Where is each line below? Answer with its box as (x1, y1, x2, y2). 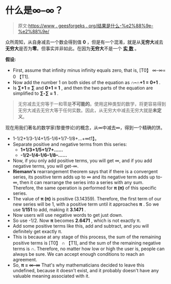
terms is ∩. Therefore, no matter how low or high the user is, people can (12, 246, 165, 252)
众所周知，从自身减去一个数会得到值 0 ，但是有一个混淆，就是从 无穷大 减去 (5, 39, 164, 45)
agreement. (12, 256, 37, 262)
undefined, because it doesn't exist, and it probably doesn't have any (12, 267, 159, 273)
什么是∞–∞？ (5, 5, 63, 16)
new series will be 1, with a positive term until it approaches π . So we (12, 201, 159, 207)
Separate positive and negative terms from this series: (12, 141, 127, 147)
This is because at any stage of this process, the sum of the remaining (12, 234, 161, 240)
